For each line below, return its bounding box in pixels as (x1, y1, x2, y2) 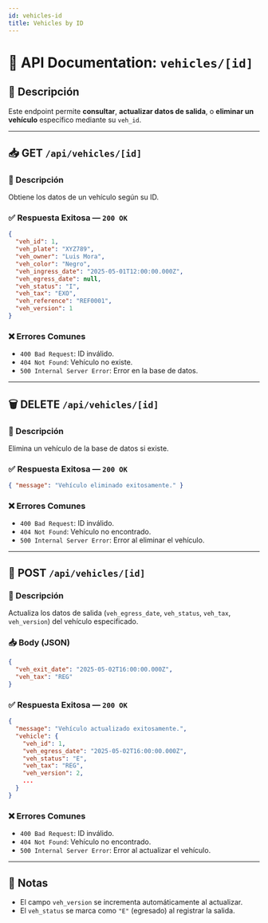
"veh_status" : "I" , (15, 282, 81, 290)
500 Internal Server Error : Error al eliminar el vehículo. (19, 535, 205, 545)
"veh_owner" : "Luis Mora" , (15, 253, 105, 261)
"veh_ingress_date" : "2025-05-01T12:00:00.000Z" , (15, 267, 183, 275)
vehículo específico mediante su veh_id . (8, 115, 142, 124)
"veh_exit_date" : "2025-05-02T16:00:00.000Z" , (15, 665, 173, 674)
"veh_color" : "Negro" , (15, 260, 91, 268)
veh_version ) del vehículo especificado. (8, 617, 139, 626)
